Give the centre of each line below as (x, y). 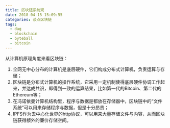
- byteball (21, 39)
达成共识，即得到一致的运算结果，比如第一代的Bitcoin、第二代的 (94, 88)
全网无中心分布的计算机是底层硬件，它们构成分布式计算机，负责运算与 (87, 69)
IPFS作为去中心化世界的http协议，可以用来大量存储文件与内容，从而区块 (89, 114)
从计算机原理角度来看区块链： (37, 58)
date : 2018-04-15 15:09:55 (34, 15)
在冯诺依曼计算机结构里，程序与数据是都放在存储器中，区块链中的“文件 (87, 101)
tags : (11, 24)
